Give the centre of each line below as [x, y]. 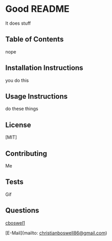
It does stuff [18, 23]
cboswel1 [15, 223]
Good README [38, 9]
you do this [17, 80]
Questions [22, 210]
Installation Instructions [44, 68]
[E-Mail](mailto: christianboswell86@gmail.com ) [56, 233]
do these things [22, 109]
